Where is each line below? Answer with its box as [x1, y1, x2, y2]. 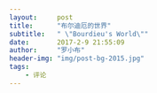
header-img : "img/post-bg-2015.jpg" [9, 54, 145, 63]
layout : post [9, 12, 74, 22]
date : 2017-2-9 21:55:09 [9, 37, 125, 47]
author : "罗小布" [9, 46, 85, 55]
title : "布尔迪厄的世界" [9, 21, 112, 30]
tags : [9, 63, 29, 72]
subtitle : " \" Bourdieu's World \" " [9, 29, 149, 38]
